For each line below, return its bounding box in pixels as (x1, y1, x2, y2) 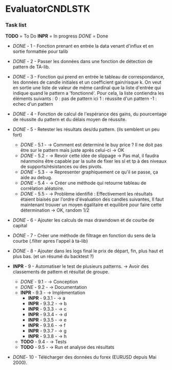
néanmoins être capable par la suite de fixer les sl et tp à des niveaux (20, 158, 167, 164)
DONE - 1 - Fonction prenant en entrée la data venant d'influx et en (12, 43, 154, 49)
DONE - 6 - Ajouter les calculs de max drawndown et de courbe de (12, 217, 155, 223)
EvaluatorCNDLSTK (5, 3, 91, 15)
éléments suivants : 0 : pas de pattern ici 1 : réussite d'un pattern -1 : (12, 95, 157, 102)
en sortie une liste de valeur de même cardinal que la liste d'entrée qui (12, 85, 161, 91)
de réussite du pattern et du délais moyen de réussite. (12, 116, 127, 123)
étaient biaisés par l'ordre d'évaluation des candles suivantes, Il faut (20, 196, 164, 203)
